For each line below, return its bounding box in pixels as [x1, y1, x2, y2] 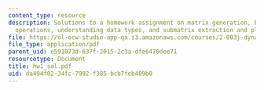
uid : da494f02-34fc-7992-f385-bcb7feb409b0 [8, 70, 153, 77]
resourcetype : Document [8, 56, 86, 63]
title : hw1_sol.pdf [8, 63, 72, 70]
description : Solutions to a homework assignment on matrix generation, [8, 19, 251, 27]
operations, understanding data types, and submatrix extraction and [15, 26, 247, 34]
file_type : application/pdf [8, 41, 101, 49]
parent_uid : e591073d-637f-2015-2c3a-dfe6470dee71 [8, 48, 178, 56]
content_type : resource [8, 11, 86, 20]
